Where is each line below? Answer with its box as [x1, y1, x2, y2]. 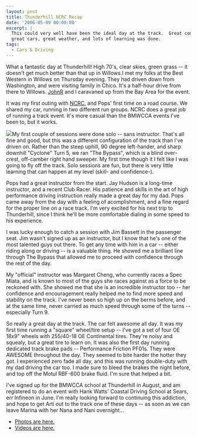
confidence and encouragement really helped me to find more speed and [6, 290, 183, 297]
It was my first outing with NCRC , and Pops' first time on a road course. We [6, 100, 188, 107]
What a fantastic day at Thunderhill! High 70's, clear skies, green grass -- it [6, 63, 188, 70]
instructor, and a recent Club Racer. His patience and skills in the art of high [6, 186, 189, 193]
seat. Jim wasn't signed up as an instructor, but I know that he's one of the [6, 234, 186, 241]
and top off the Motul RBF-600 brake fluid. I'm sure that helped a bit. [6, 370, 172, 377]
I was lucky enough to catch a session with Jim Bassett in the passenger [6, 228, 182, 236]
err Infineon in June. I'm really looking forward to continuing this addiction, [6, 394, 186, 401]
